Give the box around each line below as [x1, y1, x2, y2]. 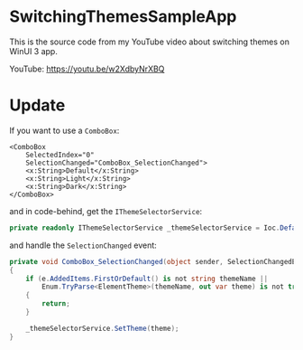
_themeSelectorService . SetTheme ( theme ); [25, 324, 179, 333]
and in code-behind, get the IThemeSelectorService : [9, 205, 203, 216]
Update [9, 95, 66, 116]
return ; [41, 299, 70, 308]
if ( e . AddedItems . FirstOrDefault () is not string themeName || [25, 274, 269, 283]
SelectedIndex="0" [25, 150, 95, 159]
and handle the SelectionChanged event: [9, 240, 158, 251]
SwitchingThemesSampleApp [9, 6, 237, 27]
